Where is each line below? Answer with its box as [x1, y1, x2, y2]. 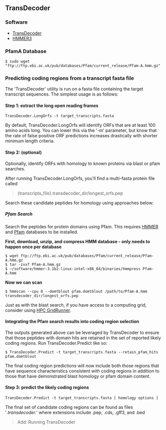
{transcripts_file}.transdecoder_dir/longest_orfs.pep [17, 190, 123, 196]
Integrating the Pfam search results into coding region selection [5, 319, 140, 324]
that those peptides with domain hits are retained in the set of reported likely [5, 334, 161, 341]
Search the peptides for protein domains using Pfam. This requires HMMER [5, 223, 159, 229]
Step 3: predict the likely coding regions [5, 384, 89, 390]
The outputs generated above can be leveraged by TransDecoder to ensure [5, 329, 160, 335]
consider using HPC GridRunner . [5, 307, 72, 313]
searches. [5, 165, 26, 171]
